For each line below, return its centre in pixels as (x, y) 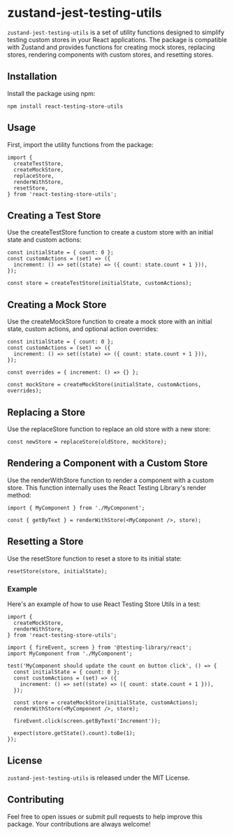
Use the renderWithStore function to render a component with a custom (111, 480)
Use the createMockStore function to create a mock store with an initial (110, 322)
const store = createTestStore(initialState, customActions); (100, 283)
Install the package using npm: (51, 93)
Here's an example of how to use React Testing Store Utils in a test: (104, 604)
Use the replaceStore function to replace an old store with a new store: (109, 429)
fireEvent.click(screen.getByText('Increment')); (87, 721)
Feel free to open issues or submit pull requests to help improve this (105, 816)
